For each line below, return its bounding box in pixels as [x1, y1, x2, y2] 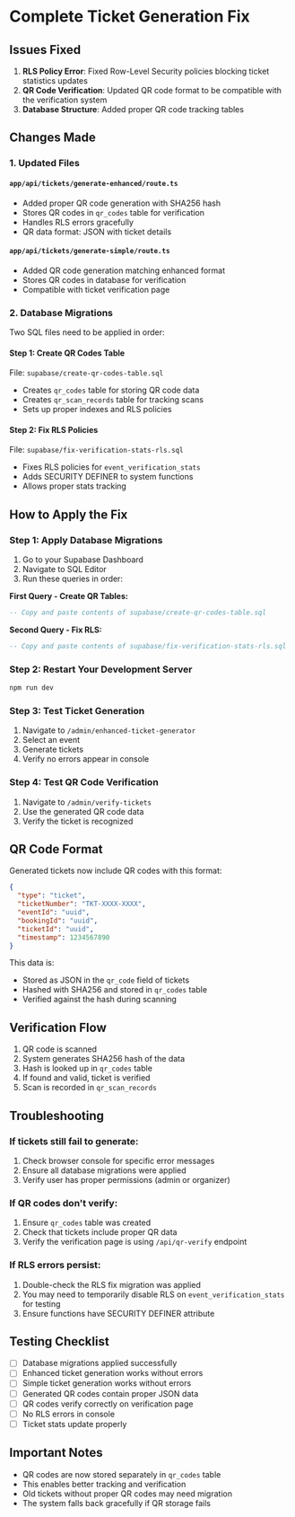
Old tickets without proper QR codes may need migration [22, 1488, 233, 1499]
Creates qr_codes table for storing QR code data [22, 384, 200, 396]
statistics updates [22, 75, 88, 86]
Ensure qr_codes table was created [22, 1217, 152, 1228]
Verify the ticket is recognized [22, 816, 134, 826]
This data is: [9, 957, 55, 968]
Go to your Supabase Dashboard [22, 554, 143, 565]
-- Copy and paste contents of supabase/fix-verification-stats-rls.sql [9, 641, 287, 650]
